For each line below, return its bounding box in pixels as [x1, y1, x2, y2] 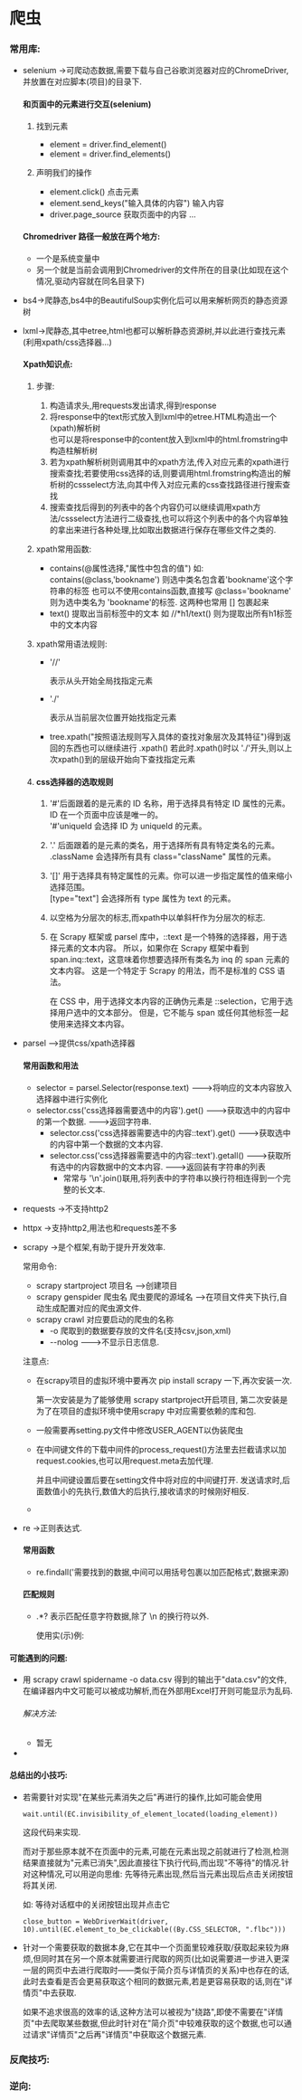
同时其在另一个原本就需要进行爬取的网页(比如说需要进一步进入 [40, 1953, 274, 1963]
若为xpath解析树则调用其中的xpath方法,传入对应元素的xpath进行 [49, 457, 289, 468]
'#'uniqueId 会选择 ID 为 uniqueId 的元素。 [49, 820, 207, 832]
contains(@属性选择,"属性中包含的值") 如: [49, 563, 204, 574]
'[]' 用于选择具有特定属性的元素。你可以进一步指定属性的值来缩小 [49, 870, 292, 882]
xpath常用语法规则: [35, 639, 108, 649]
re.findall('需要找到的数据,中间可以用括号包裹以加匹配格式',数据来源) [35, 1566, 289, 1577]
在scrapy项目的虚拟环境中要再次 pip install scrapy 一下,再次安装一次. [35, 1375, 292, 1386]
